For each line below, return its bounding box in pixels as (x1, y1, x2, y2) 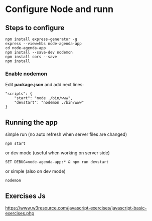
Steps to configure (5, 24, 65, 32)
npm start (5, 141, 26, 146)
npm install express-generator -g (5, 37, 78, 42)
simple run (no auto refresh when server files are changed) (5, 131, 127, 137)
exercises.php (5, 210, 35, 216)
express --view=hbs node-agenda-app (5, 41, 82, 46)
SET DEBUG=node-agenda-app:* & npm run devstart (5, 159, 109, 165)
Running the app (5, 118, 58, 126)
